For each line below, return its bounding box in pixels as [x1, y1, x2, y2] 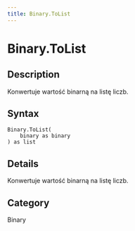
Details [7, 158, 39, 170]
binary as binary [20, 132, 71, 139]
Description [7, 68, 60, 81]
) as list [7, 139, 37, 146]
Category [7, 196, 50, 208]
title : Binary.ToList [7, 10, 71, 18]
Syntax [7, 108, 39, 120]
